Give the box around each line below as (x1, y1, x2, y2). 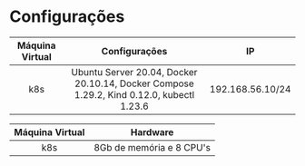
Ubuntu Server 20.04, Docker (71, 65, 198, 78)
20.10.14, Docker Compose (74, 77, 195, 90)
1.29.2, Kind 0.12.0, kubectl (74, 88, 195, 101)
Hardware (130, 125, 174, 138)
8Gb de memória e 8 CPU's (93, 141, 212, 153)
